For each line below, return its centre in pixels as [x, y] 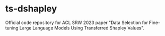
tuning [12, 27]
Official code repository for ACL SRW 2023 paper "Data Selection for [77, 22]
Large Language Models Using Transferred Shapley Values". [82, 27]
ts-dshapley [31, 9]
